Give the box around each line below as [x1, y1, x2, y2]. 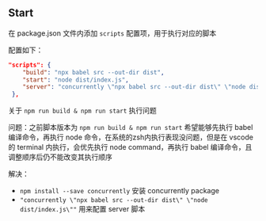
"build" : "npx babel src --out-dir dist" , [22, 68, 165, 76]
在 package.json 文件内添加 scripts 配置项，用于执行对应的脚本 [8, 28, 217, 38]
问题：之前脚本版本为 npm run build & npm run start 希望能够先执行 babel [8, 123, 253, 132]
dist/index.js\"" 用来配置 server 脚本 [19, 204, 146, 214]
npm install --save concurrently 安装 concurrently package [19, 186, 220, 196]
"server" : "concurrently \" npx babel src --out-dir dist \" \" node [22, 83, 246, 91]
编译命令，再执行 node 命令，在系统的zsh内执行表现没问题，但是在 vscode [8, 132, 253, 142]
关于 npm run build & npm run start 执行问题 [8, 106, 157, 116]
